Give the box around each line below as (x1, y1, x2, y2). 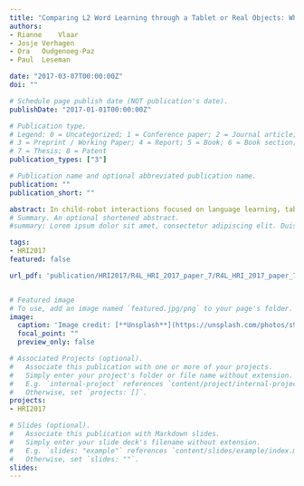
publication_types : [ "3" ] (9, 155, 107, 164)
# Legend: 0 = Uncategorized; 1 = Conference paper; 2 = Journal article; (9, 130, 298, 139)
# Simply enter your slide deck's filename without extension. (9, 437, 261, 447)
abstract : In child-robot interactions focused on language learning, (9, 205, 281, 214)
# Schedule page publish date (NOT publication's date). (9, 96, 229, 105)
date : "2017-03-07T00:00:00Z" (9, 72, 124, 82)
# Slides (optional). (9, 421, 91, 431)
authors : (9, 22, 43, 31)
